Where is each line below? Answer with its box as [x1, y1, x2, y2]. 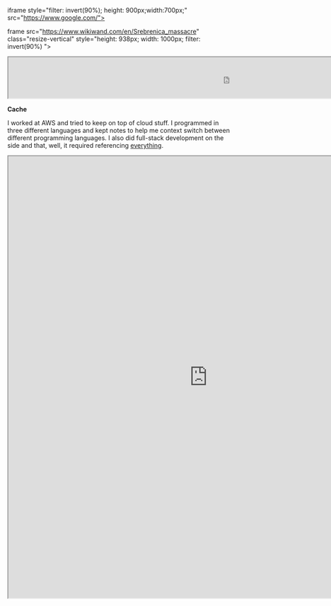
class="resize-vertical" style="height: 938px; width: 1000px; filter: [7, 35, 201, 43]
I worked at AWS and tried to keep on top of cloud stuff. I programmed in [7, 119, 219, 127]
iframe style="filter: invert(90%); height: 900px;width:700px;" [7, 6, 187, 14]
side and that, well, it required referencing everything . [7, 141, 164, 149]
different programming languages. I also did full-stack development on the [7, 134, 224, 142]
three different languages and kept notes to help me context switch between [7, 127, 230, 134]
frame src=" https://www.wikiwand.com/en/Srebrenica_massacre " [7, 28, 199, 35]
